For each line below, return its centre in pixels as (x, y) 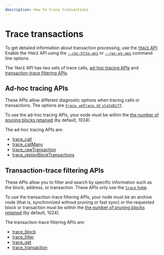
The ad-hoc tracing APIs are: (34, 130)
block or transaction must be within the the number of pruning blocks (75, 208)
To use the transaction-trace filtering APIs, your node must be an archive (79, 197)
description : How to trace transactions (47, 10)
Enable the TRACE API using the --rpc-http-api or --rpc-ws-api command (79, 53)
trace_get (22, 242)
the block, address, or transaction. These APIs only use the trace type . (76, 188)
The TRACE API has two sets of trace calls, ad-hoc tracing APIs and (72, 67)
